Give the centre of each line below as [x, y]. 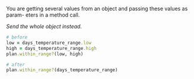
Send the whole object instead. [44, 26]
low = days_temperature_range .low [49, 43]
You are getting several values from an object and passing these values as [97, 9]
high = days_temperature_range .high [51, 48]
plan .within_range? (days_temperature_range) [62, 70]
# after [16, 65]
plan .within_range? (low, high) [45, 54]
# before [17, 37]
